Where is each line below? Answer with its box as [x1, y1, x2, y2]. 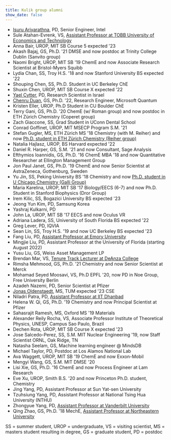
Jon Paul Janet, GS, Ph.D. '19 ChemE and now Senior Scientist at [12, 163, 150, 169]
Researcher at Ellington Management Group [12, 157, 106, 163]
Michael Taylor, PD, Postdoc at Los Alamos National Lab [12, 348, 131, 354]
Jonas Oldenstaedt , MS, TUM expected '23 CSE [12, 288, 115, 294]
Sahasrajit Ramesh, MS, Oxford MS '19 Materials [12, 310, 116, 316]
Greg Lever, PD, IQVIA [12, 223, 60, 229]
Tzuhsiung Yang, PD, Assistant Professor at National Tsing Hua [12, 391, 146, 397]
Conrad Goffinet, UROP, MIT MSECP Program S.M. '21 [12, 124, 127, 131]
